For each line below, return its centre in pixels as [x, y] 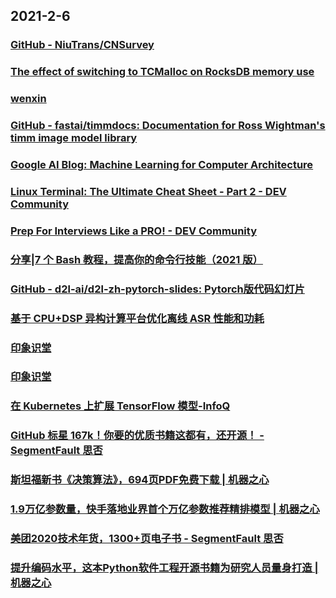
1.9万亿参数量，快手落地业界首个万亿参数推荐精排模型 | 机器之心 [165, 509]
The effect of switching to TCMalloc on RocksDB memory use [162, 72]
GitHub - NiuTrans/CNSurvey [82, 45]
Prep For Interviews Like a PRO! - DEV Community [133, 231]
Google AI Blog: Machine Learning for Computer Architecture [162, 164]
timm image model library [74, 138]
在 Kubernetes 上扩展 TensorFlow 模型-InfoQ [120, 406]
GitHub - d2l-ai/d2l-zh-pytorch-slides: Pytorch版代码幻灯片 [157, 289]
